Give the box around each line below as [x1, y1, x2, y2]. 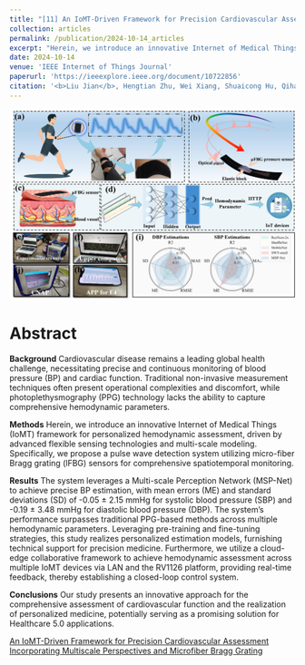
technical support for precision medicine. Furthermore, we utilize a [9, 543, 259, 553]
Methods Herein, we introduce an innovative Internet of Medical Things [9, 418, 277, 430]
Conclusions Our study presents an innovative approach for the [9, 589, 249, 600]
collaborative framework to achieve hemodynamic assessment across [30, 552, 292, 562]
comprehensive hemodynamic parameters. [9, 401, 171, 412]
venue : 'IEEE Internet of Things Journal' [9, 63, 172, 72]
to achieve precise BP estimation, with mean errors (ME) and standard [9, 484, 271, 495]
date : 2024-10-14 [9, 53, 75, 63]
